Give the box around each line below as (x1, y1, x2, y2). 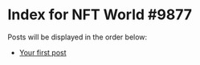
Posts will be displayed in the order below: (7, 32, 148, 42)
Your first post (18, 47, 67, 57)
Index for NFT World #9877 (7, 6, 193, 24)
